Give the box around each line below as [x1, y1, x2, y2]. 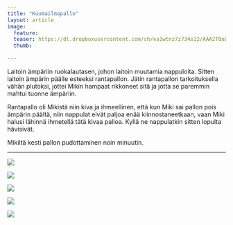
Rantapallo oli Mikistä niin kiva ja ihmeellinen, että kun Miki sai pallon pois [7, 103, 217, 111]
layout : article [7, 17, 54, 24]
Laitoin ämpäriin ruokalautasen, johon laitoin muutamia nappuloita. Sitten [7, 67, 215, 75]
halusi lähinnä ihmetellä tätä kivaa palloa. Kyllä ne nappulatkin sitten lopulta [7, 118, 222, 125]
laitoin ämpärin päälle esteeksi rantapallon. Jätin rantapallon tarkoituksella [7, 75, 218, 83]
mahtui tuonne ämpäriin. [7, 89, 77, 98]
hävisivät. [7, 125, 35, 133]
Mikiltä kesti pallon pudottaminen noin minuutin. [7, 138, 144, 146]
